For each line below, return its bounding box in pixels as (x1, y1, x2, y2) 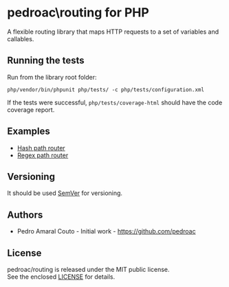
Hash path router (17, 143, 65, 152)
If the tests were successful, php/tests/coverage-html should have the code (7, 98, 223, 106)
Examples (7, 126, 50, 137)
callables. (7, 34, 34, 43)
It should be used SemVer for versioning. (7, 189, 122, 197)
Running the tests (7, 55, 85, 67)
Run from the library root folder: (7, 73, 97, 81)
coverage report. (7, 105, 55, 114)
